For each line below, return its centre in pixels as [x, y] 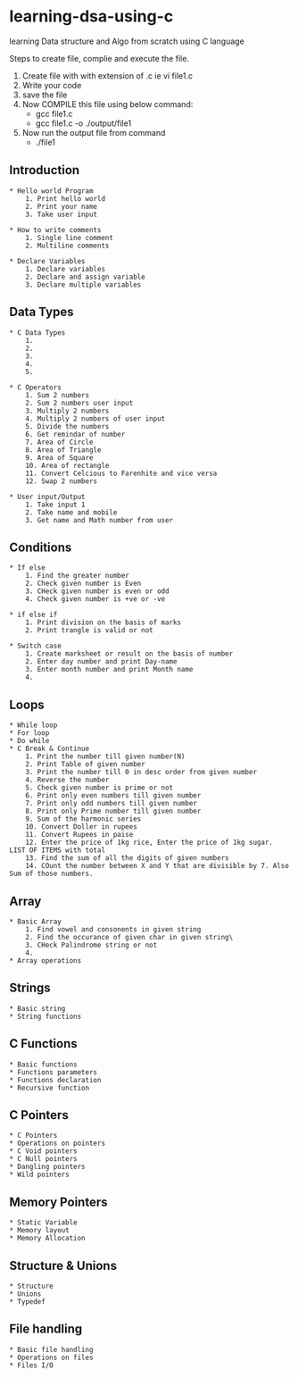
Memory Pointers [58, 1202]
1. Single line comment [70, 238]
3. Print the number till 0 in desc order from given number [141, 773]
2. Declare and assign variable [85, 277]
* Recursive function [50, 1088]
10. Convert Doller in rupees [82, 827]
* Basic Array [36, 922]
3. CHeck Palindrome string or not [91, 945]
